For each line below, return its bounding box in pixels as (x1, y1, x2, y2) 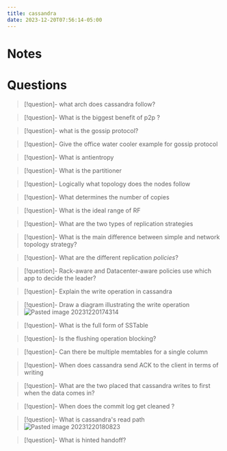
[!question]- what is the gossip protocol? (23, 126, 139, 134)
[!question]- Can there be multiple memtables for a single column (23, 348, 209, 356)
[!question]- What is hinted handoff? (23, 436, 126, 444)
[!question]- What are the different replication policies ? (23, 253, 179, 261)
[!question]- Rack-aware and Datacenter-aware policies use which (23, 267, 212, 275)
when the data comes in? (23, 389, 95, 397)
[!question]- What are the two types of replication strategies (23, 219, 193, 228)
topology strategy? (23, 240, 77, 248)
